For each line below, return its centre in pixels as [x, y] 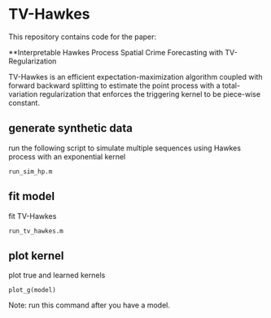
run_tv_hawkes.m [36, 231]
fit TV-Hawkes [33, 216]
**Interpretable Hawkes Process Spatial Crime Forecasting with [116, 52]
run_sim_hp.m [31, 172]
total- [232, 85]
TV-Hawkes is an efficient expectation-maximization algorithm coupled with [135, 76]
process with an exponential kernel [67, 156]
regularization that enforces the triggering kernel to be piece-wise [150, 94]
